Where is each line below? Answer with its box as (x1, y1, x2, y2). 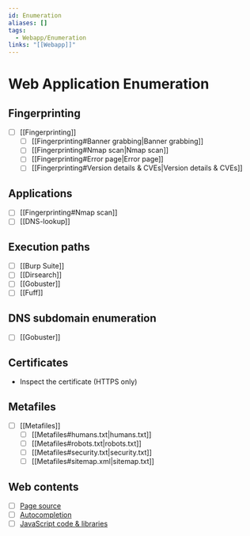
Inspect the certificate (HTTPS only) (19, 377, 138, 386)
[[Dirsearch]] (19, 270, 62, 279)
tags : (8, 26, 26, 34)
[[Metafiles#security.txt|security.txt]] (31, 448, 153, 458)
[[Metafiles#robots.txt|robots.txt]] (31, 439, 142, 448)
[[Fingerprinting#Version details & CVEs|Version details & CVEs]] (31, 163, 243, 173)
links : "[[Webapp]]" (8, 41, 77, 49)
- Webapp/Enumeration (15, 33, 87, 42)
